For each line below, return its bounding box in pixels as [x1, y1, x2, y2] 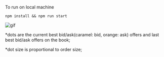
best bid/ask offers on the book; [5, 37, 71, 43]
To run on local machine [5, 4, 54, 10]
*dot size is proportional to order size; [5, 47, 82, 52]
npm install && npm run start [5, 14, 68, 19]
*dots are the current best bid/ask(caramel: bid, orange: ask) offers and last [5, 32, 159, 37]
